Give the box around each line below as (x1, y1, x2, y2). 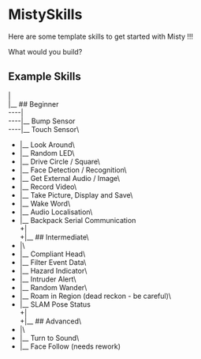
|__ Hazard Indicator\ (19, 266, 87, 275)
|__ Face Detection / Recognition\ (19, 164, 128, 175)
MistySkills (8, 6, 83, 24)
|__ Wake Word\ (19, 198, 71, 208)
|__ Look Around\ (19, 140, 75, 149)
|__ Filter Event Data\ (19, 257, 87, 266)
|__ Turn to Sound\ (19, 333, 80, 342)
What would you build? (8, 47, 83, 56)
